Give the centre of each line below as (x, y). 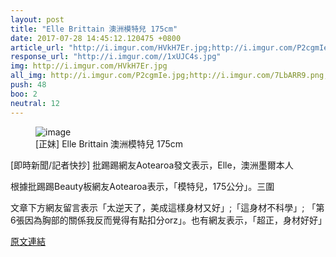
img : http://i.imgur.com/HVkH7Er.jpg (89, 66)
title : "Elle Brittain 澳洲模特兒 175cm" (94, 29)
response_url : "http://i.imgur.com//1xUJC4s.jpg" (116, 57)
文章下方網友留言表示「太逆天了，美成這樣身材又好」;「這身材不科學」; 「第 (167, 207)
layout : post (37, 19)
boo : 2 (24, 94)
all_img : (28, 76)
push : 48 (28, 85)
